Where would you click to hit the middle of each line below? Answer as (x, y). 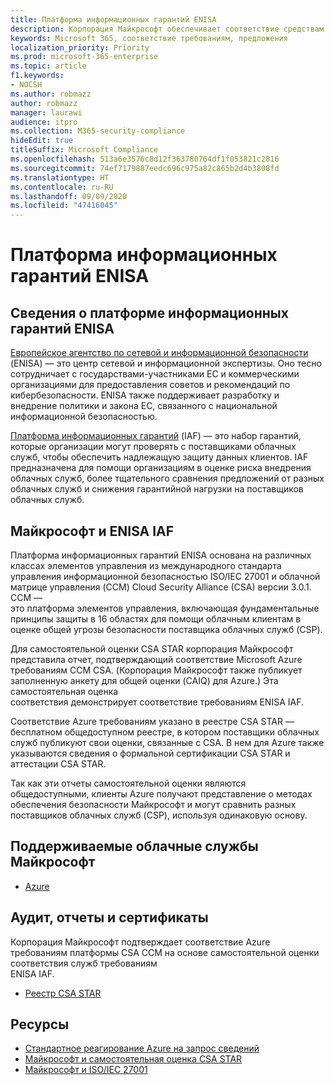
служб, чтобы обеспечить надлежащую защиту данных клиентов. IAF (159, 457)
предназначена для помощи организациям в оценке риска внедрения (161, 468)
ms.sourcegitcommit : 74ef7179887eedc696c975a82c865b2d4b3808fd (145, 168)
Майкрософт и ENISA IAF (92, 531)
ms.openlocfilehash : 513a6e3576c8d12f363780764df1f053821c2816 (145, 159)
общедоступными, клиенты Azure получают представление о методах (161, 793)
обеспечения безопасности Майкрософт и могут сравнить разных (153, 804)
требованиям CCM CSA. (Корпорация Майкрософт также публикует (156, 670)
